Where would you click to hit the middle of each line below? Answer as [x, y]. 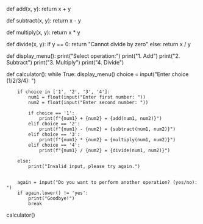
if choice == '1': [52, 113]
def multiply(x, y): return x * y [43, 32]
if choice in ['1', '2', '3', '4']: [64, 92]
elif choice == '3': [54, 135]
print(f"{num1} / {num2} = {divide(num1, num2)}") [105, 150]
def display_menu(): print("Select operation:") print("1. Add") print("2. [93, 56]
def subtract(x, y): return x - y [44, 20]
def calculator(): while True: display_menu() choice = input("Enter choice [98, 74]
